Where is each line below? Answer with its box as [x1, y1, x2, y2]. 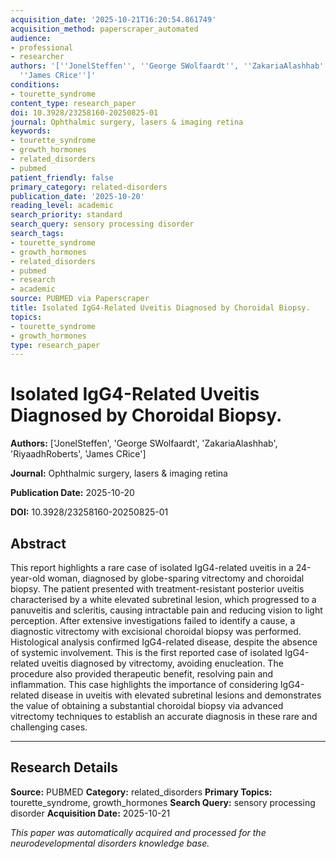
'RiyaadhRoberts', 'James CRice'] [10, 448, 147, 460]
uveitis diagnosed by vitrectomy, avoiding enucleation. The [41, 657, 284, 669]
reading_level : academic [10, 201, 114, 211]
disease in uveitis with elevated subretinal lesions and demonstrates [41, 689, 322, 701]
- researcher [10, 52, 65, 62]
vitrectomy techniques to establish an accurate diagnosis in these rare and [10, 711, 318, 722]
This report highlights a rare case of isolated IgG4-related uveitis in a [10, 562, 294, 573]
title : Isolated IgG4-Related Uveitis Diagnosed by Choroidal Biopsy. [10, 303, 311, 313]
